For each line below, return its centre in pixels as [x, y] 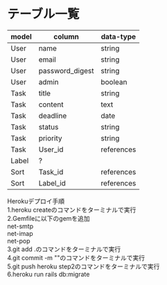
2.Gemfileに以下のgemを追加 [49, 218]
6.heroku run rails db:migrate [49, 274]
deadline [53, 116]
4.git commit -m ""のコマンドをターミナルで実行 [76, 257]
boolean [114, 82]
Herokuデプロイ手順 [36, 201]
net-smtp [20, 226]
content [51, 104]
